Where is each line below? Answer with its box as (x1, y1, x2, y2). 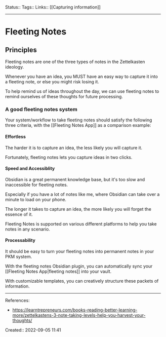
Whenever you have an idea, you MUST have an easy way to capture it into (5, 74, 158, 79)
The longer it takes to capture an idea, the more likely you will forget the (5, 206, 152, 212)
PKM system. (5, 254, 32, 260)
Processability (5, 237, 36, 243)
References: (5, 297, 30, 303)
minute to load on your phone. (5, 196, 67, 202)
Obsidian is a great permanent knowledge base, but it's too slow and (5, 176, 145, 182)
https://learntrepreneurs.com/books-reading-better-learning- (12, 307, 137, 313)
